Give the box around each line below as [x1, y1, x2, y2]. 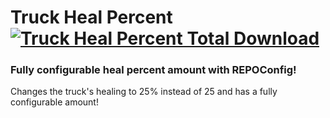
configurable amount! [10, 96, 99, 108]
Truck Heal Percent [10, 6, 173, 29]
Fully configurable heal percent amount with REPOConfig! [10, 63, 297, 77]
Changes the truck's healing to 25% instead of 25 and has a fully [10, 86, 278, 98]
